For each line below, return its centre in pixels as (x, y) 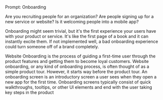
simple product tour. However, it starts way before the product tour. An (76, 72)
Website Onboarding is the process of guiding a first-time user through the (80, 56)
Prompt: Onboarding (26, 7)
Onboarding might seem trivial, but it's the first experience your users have (81, 31)
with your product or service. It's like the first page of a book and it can (77, 36)
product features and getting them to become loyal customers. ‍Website (77, 61)
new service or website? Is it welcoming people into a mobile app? (72, 22)
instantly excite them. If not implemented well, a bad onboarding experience (81, 41)
